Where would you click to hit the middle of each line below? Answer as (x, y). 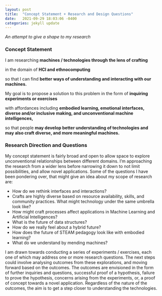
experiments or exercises (31, 99)
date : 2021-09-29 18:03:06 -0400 (41, 18)
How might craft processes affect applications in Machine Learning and (83, 212)
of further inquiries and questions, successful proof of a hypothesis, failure (80, 273)
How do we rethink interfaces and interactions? (59, 191)
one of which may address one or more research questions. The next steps (80, 257)
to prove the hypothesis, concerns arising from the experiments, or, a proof (80, 278)
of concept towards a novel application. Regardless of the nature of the (76, 283)
